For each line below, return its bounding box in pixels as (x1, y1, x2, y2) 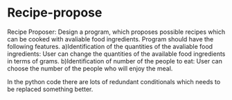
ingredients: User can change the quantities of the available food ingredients (7, 50, 226, 58)
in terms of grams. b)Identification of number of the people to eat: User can (7, 57, 223, 65)
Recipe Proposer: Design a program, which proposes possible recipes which (7, 28, 226, 36)
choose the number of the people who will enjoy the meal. (7, 64, 173, 72)
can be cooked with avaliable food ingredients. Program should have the (7, 34, 214, 43)
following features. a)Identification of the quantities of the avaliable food (7, 42, 213, 50)
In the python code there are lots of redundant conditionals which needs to (7, 77, 221, 86)
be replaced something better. (7, 85, 93, 93)
